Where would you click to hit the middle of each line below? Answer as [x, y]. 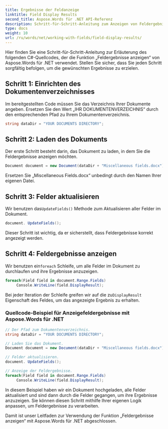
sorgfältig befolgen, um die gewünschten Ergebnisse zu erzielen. [72, 68]
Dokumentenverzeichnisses [50, 92]
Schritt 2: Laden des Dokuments [56, 139]
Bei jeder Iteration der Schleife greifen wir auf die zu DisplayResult [73, 295]
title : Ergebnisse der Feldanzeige [42, 10]
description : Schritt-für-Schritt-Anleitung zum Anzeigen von [71, 24]
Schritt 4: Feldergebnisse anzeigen [61, 254]
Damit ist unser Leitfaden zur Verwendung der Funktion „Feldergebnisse [79, 415]
